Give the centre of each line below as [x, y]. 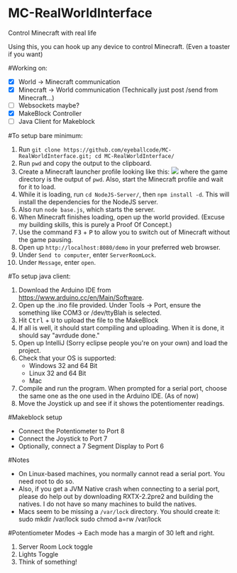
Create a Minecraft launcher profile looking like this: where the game [123, 172]
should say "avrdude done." [59, 335]
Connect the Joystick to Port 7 [63, 438]
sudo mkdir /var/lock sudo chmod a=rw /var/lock [90, 519]
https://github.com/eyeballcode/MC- [118, 150]
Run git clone [39, 149]
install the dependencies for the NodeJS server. [88, 202]
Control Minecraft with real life [52, 33]
